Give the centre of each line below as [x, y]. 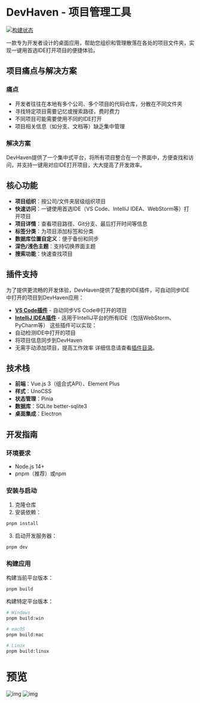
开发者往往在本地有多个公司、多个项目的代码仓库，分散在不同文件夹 [99, 104]
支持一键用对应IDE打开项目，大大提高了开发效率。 [84, 165]
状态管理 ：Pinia [34, 399]
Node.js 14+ [30, 467]
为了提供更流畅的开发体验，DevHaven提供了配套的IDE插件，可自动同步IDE [98, 290]
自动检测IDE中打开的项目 [45, 333]
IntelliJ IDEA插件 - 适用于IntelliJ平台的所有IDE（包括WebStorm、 [95, 318]
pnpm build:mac [25, 635]
